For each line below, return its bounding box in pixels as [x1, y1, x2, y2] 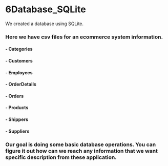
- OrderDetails [5, 81, 37, 88]
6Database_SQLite [5, 4, 86, 15]
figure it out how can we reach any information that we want [5, 147, 158, 154]
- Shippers [5, 116, 29, 122]
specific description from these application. [5, 154, 117, 161]
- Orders [5, 93, 24, 99]
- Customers [5, 58, 33, 64]
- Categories [5, 46, 33, 52]
